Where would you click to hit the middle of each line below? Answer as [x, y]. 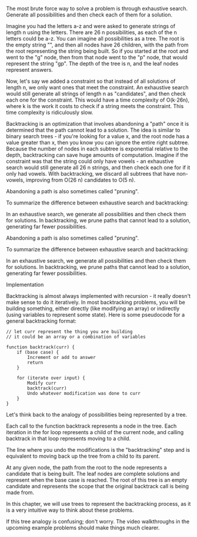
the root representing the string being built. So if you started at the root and [97, 51]
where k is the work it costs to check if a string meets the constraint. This [95, 106]
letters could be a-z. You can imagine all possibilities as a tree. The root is [96, 38]
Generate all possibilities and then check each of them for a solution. [89, 15]
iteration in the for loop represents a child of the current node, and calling [95, 432]
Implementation [25, 285]
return [35, 363]
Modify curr [42, 383]
